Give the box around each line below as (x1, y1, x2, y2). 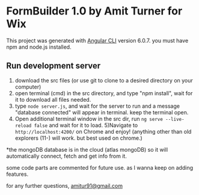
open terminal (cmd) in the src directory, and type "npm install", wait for (14, 89, 193, 97)
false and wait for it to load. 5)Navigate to (34, 122, 138, 129)
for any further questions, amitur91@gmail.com (6, 182, 123, 189)
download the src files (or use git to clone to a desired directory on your (14, 76, 194, 84)
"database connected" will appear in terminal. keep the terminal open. (14, 108, 189, 116)
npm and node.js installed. (6, 43, 72, 51)
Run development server (6, 61, 101, 71)
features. (6, 170, 29, 178)
